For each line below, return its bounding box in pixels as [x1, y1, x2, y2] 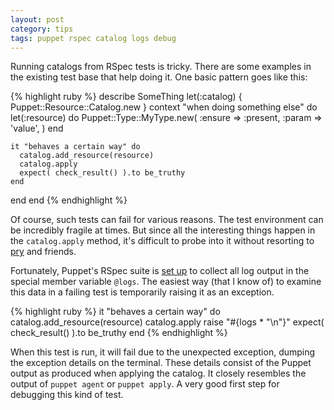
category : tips [10, 24, 74, 34]
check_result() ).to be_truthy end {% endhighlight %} [10, 327, 228, 339]
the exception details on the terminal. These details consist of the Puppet [10, 357, 312, 369]
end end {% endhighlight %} [10, 194, 128, 206]
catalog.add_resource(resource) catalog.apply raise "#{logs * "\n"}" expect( [10, 316, 325, 328]
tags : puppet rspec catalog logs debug [10, 33, 177, 43]
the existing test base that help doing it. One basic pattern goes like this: [10, 71, 308, 83]
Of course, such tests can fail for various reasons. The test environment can [10, 214, 324, 226]
